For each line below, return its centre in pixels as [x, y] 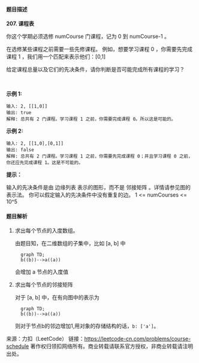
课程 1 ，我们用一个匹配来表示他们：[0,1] [56, 56]
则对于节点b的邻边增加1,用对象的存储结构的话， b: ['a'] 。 [87, 326]
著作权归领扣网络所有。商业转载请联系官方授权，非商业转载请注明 [112, 346]
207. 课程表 [20, 23]
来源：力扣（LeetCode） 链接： [46, 339]
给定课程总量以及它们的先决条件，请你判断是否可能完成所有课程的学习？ [95, 70]
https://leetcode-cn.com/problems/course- [138, 339]
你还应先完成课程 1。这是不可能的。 [45, 163]
